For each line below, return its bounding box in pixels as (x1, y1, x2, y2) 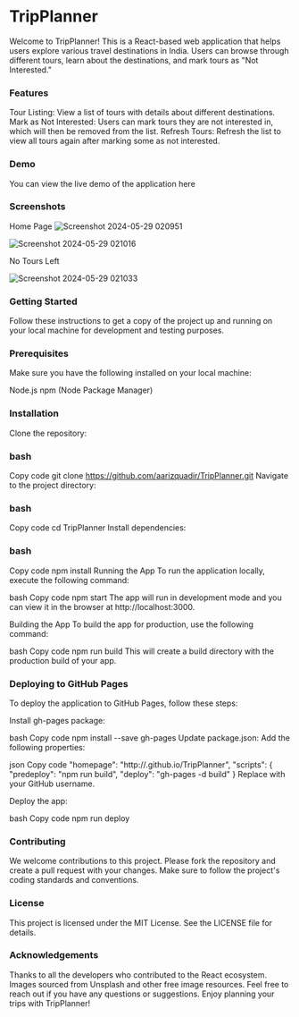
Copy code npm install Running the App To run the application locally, (9, 565, 266, 576)
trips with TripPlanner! (9, 997, 91, 1008)
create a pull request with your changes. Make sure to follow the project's (9, 865, 280, 876)
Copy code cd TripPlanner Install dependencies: (9, 522, 187, 533)
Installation (9, 407, 60, 420)
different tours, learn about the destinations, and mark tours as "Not (9, 55, 259, 65)
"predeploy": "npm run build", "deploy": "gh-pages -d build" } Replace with (9, 768, 286, 779)
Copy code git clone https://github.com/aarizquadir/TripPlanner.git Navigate (9, 470, 288, 481)
